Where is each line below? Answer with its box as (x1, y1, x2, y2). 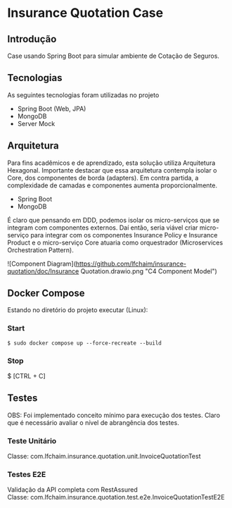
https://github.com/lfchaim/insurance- (75, 259, 187, 268)
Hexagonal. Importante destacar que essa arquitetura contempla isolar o (7, 166, 217, 174)
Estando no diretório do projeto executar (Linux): (7, 306, 148, 314)
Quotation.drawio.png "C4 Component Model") (80, 266, 218, 275)
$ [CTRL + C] (7, 372, 46, 380)
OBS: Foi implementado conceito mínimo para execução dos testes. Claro (7, 411, 220, 419)
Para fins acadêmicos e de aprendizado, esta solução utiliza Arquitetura (7, 159, 216, 167)
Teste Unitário (7, 435, 57, 445)
